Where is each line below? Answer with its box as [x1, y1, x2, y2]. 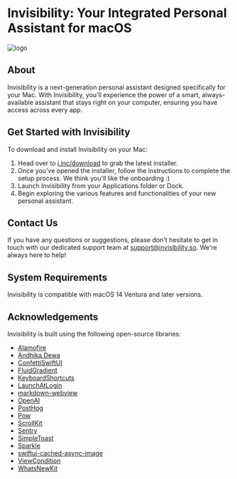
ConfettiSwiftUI [17, 358, 62, 367]
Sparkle [17, 441, 41, 450]
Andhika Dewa [17, 351, 60, 359]
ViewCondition [17, 456, 61, 465]
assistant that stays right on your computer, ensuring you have [35, 98, 218, 106]
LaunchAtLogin [17, 381, 62, 390]
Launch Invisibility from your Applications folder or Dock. [17, 181, 184, 189]
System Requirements [7, 271, 108, 283]
